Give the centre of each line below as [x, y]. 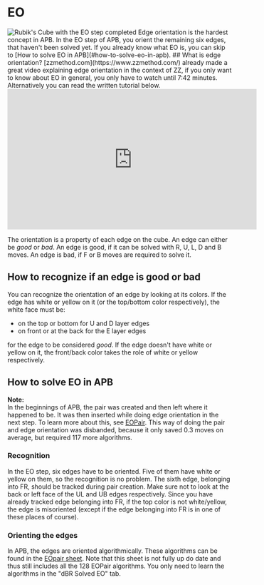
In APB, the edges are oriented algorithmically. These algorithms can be [113, 551]
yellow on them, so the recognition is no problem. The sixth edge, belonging [119, 479]
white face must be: [36, 309]
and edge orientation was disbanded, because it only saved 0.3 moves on [116, 429]
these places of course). [43, 517]
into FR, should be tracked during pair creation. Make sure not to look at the [118, 487]
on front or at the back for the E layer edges [82, 331]
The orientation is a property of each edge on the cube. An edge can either [117, 239]
